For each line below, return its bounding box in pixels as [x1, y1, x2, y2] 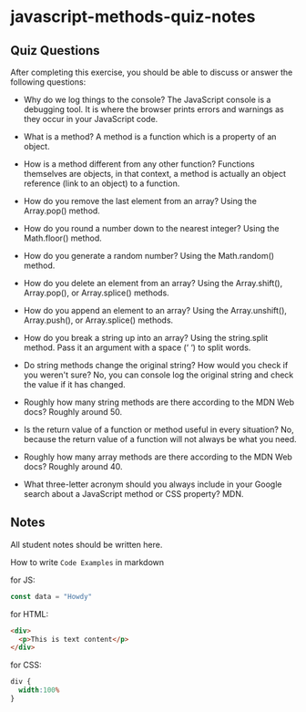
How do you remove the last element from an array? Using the [23, 196, 258, 206]
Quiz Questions [10, 43, 100, 58]
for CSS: [10, 659, 42, 671]
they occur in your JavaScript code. [23, 114, 158, 124]
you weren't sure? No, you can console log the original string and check [23, 369, 294, 380]
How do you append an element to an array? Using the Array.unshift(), [23, 305, 288, 315]
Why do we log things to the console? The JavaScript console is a [23, 94, 271, 105]
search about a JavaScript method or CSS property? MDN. [23, 489, 244, 499]
